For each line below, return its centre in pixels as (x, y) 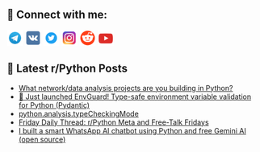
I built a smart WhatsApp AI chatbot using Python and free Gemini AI (132, 130)
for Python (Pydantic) (54, 105)
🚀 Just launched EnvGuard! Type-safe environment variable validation (134, 97)
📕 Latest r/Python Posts (67, 69)
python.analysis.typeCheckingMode (79, 113)
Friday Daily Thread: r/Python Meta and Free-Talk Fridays (114, 122)
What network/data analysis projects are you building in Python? (126, 88)
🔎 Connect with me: (57, 15)
